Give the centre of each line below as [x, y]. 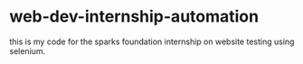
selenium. [28, 50]
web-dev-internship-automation [134, 17]
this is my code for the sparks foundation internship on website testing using [152, 41]
